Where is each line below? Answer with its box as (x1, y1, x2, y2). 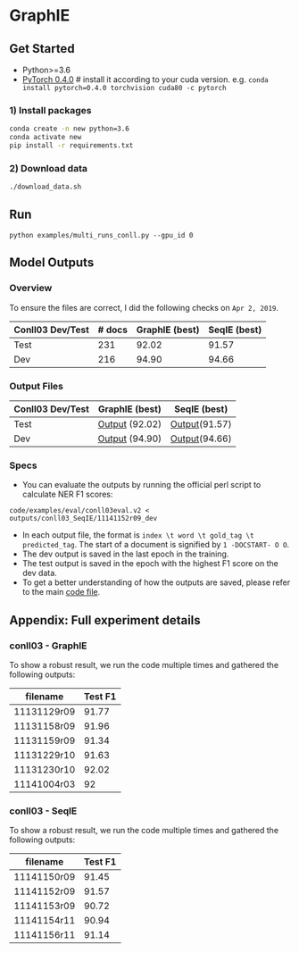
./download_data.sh (9, 182, 82, 192)
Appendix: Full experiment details (9, 613, 201, 628)
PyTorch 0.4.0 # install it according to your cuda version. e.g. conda (21, 74, 270, 85)
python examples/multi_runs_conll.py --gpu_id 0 (9, 230, 194, 239)
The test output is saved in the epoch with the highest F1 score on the (21, 558, 278, 569)
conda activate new (9, 133, 82, 142)
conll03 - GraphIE (9, 640, 87, 652)
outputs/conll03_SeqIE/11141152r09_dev (9, 514, 158, 523)
